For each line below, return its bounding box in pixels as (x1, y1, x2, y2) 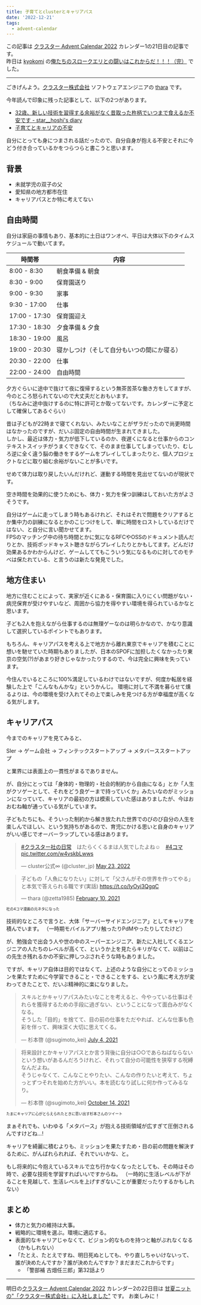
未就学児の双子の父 (14, 181, 63, 188)
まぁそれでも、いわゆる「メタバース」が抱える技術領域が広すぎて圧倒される (6, 1122, 194, 1129)
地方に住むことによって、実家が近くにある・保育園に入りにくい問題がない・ (6, 592, 194, 599)
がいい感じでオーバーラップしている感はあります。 (6, 830, 132, 837)
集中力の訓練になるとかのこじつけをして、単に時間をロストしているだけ (11, 518, 190, 525)
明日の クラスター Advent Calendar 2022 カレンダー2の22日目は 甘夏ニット (6, 1285, 191, 1292)
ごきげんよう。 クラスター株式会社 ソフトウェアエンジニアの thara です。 (6, 83, 185, 91)
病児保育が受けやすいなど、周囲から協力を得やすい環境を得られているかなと (6, 600, 194, 607)
